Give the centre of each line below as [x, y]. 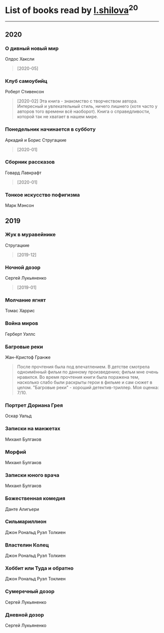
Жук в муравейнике [31, 235]
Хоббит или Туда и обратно [40, 568]
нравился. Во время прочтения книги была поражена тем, [78, 377]
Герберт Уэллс [20, 334]
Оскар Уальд [18, 416]
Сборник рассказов [30, 162]
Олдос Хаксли [20, 59]
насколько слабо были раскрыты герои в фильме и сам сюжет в [85, 382]
